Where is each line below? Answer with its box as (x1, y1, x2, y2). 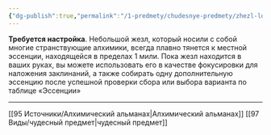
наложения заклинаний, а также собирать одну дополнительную (8, 68, 233, 78)
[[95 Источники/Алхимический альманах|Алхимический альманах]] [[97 (8, 108, 260, 118)
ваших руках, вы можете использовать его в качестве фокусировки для (8, 60, 258, 70)
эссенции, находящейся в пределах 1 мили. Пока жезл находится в (8, 51, 242, 61)
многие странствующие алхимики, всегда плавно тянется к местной (8, 42, 248, 53)
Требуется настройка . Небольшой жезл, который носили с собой (8, 34, 238, 44)
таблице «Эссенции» (8, 86, 81, 95)
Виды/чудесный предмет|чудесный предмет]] (8, 117, 168, 127)
